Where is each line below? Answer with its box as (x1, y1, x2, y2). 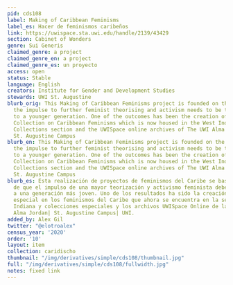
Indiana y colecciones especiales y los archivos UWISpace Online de (13, 203, 218, 210)
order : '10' (7, 235, 42, 242)
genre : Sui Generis (7, 42, 64, 49)
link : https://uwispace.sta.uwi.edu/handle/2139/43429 (7, 29, 169, 37)
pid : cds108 (7, 10, 42, 17)
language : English (7, 81, 60, 88)
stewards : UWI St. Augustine (7, 94, 92, 101)
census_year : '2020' (7, 229, 67, 236)
